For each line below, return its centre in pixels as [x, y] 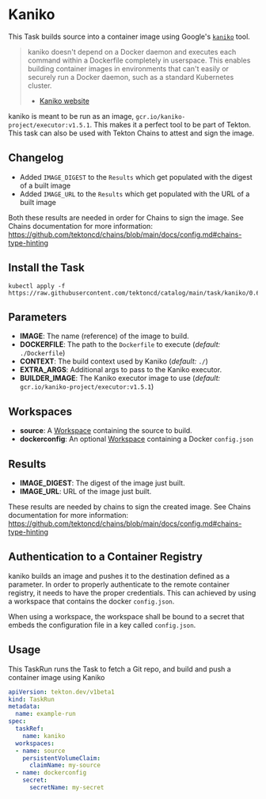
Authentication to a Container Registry [106, 557]
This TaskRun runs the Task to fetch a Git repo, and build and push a [120, 669]
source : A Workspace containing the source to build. [106, 431]
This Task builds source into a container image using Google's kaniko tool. [129, 36]
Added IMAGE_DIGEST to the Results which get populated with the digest [136, 177]
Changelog [36, 158]
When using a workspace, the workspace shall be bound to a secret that [126, 616]
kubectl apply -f [37, 286]
